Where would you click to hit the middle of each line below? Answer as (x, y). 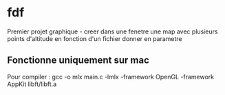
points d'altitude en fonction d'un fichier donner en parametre (95, 38)
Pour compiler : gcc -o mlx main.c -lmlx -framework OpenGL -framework (111, 77)
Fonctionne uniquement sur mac (78, 60)
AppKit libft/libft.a (32, 84)
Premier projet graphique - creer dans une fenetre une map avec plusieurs (112, 31)
